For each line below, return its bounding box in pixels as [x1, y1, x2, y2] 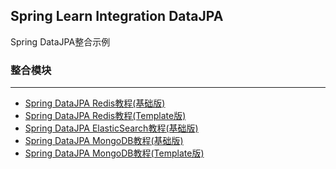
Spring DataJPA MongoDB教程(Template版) [24, 147, 205, 159]
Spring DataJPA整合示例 [10, 35, 111, 48]
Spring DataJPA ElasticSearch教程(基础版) [24, 122, 199, 134]
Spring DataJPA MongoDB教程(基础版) [24, 135, 184, 147]
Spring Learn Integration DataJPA [10, 8, 224, 25]
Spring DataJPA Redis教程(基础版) [24, 97, 166, 109]
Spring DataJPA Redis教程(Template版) [24, 110, 187, 122]
